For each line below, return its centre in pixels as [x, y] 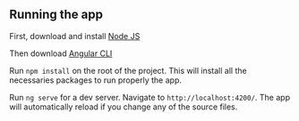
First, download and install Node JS [75, 36]
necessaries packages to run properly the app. [95, 80]
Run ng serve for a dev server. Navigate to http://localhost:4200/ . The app [150, 97]
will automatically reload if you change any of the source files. [124, 107]
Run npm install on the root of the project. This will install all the [128, 70]
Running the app [56, 15]
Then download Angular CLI [61, 53]
